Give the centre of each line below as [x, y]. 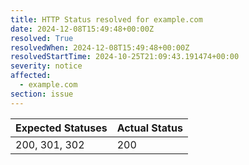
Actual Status [149, 128]
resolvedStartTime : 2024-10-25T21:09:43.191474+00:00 [125, 57]
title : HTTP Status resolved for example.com [106, 19]
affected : [31, 76]
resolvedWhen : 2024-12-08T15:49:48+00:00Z [100, 47]
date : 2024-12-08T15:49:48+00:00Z [82, 29]
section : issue [42, 94]
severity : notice [46, 66]
